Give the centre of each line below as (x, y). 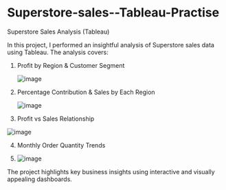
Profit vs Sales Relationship (56, 119)
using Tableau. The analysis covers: (58, 52)
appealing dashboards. (39, 179)
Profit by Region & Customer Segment (71, 65)
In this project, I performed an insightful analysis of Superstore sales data (111, 45)
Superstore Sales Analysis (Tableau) (58, 32)
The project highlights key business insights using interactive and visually (111, 171)
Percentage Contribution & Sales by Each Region (86, 92)
